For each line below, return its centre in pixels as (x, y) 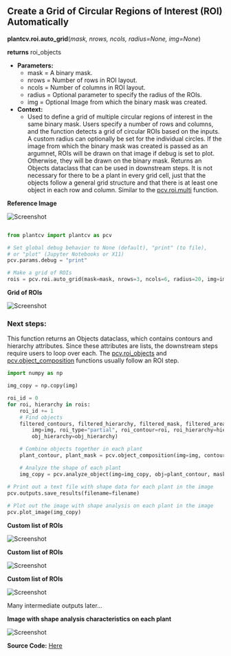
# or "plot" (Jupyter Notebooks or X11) (66, 254)
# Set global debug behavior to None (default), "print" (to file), (107, 247)
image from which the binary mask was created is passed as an (118, 146)
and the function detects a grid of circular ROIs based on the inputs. (123, 131)
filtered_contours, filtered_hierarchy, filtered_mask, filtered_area (123, 424)
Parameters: (35, 65)
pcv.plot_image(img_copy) (44, 513)
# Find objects (41, 417)
